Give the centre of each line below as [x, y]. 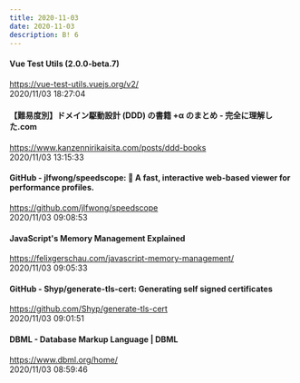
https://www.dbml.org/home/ [63, 359]
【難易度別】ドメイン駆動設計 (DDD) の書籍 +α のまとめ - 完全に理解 [137, 115]
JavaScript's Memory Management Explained [97, 238]
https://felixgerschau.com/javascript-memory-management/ [121, 259]
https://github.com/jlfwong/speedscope [84, 207]
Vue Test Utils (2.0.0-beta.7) [64, 64]
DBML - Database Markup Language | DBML [94, 339]
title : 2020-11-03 [44, 18]
